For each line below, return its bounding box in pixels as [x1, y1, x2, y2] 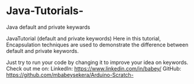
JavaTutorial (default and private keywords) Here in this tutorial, [6, 35, 161, 42]
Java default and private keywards [6, 23, 90, 31]
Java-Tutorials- [6, 4, 84, 18]
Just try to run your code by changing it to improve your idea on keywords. [6, 59, 189, 66]
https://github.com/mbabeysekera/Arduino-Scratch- [6, 71, 134, 78]
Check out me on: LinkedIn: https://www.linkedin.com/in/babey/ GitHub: [6, 65, 182, 72]
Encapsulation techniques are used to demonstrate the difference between [6, 41, 189, 48]
